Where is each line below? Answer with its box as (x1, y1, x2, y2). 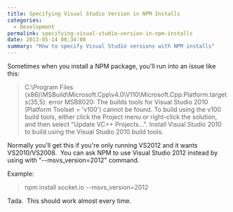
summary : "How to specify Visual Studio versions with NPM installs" (7, 43, 215, 50)
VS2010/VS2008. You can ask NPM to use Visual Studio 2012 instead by (7, 148, 218, 157)
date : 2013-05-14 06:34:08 (7, 36, 86, 43)
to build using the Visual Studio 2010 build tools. (24, 127, 164, 136)
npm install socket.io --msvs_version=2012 (24, 183, 149, 191)
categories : (7, 17, 42, 24)
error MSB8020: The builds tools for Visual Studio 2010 (48, 98, 208, 106)
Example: (7, 169, 34, 178)
